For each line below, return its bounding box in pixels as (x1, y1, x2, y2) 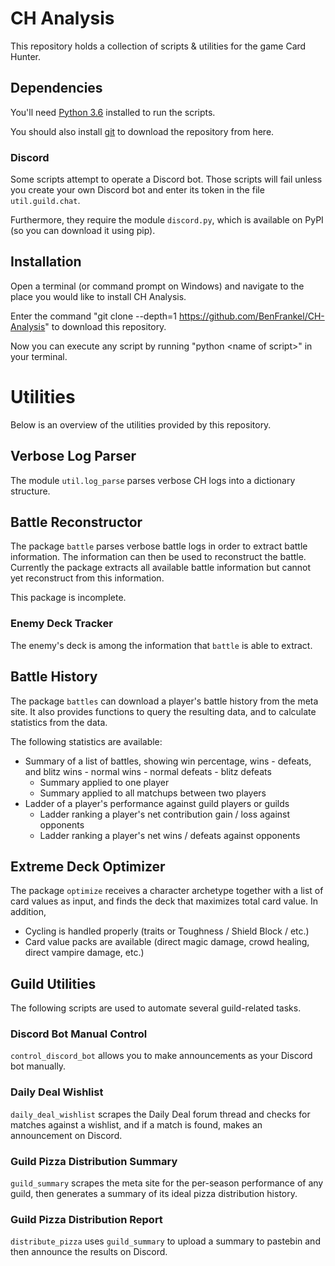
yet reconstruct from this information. (10, 572, 165, 584)
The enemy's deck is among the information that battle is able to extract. (10, 639, 313, 651)
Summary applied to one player (39, 776, 170, 788)
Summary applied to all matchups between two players (39, 787, 267, 799)
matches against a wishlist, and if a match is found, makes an (10, 1118, 263, 1131)
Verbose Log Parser (10, 448, 137, 465)
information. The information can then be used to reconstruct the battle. (10, 551, 307, 563)
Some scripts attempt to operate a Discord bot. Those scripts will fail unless (10, 173, 323, 186)
